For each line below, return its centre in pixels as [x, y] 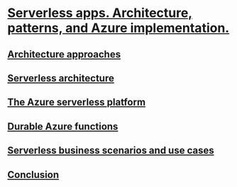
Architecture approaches [64, 54]
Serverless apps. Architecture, [100, 13]
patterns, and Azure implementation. [118, 28]
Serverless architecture [61, 78]
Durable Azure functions [63, 126]
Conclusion [33, 175]
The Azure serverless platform [77, 102]
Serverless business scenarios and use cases [111, 151]
